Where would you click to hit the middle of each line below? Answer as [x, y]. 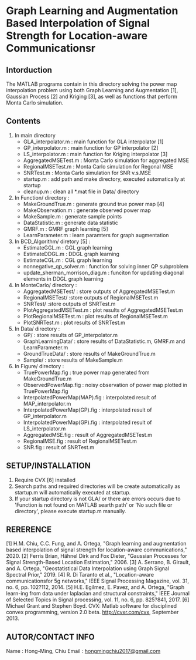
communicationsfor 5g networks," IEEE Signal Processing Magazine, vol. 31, [97, 581]
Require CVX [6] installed [45, 480]
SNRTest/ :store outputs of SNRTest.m [69, 304]
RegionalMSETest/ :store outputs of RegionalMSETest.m [91, 297]
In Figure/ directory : [39, 366]
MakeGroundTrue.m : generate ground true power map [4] [94, 204]
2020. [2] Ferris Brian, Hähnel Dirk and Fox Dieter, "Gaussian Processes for [97, 556]
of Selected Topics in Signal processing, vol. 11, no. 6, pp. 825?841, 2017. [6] [98, 600]
